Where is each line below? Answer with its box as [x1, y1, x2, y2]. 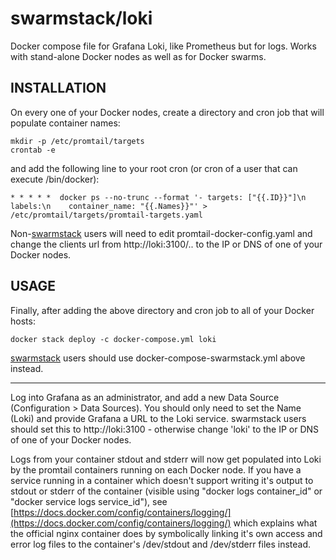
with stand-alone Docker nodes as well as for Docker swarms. [10, 50, 267, 62]
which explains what [233, 517, 318, 529]
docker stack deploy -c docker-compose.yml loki [10, 334, 217, 344]
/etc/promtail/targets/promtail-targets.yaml [10, 210, 203, 220]
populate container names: [10, 117, 121, 129]
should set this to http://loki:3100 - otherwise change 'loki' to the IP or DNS [10, 423, 320, 435]
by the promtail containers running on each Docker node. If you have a [10, 463, 302, 476]
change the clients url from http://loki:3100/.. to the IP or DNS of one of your [10, 238, 323, 250]
